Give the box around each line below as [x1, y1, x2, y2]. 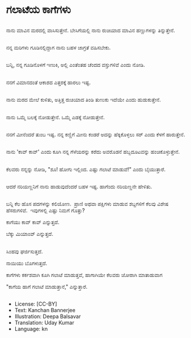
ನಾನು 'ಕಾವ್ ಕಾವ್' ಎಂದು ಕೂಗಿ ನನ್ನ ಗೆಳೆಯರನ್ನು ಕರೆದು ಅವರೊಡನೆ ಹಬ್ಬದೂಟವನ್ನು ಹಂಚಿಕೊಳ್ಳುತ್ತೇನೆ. [6, 148, 180, 156]
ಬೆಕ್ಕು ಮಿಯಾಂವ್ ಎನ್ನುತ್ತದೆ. [6, 231, 54, 238]
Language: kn [14, 326, 48, 333]
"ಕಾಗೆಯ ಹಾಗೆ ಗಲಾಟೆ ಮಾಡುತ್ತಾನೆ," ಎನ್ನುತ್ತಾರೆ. [6, 283, 88, 290]
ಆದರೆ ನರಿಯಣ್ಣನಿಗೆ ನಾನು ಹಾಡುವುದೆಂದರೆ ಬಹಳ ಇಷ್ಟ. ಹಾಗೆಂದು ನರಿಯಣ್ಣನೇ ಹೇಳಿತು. [6, 183, 152, 190]
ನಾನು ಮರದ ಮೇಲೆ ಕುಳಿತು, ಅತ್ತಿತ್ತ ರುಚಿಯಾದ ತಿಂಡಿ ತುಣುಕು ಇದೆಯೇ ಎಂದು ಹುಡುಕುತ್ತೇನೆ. [6, 96, 161, 103]
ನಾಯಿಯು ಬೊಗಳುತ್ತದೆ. [6, 259, 48, 266]
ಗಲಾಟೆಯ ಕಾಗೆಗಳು [6, 3, 71, 16]
